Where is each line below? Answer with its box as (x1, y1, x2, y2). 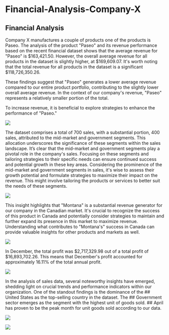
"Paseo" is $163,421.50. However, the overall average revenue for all (5, 53, 147, 59)
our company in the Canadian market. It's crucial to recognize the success (5, 208, 160, 213)
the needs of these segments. (5, 183, 68, 189)
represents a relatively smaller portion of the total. (5, 95, 109, 101)
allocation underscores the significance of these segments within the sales (5, 140, 161, 146)
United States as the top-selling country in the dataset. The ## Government (5, 294, 162, 300)
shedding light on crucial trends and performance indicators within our (5, 284, 152, 290)
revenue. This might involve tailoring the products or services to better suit (5, 178, 160, 184)
